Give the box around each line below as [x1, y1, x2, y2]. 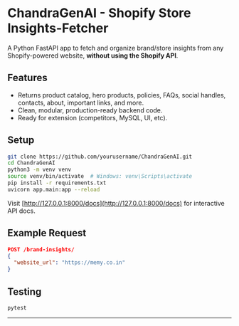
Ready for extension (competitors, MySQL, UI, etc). [17, 113, 168, 122]
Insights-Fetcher [7, 20, 109, 36]
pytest [7, 304, 27, 311]
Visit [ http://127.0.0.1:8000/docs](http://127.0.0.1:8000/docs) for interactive [7, 199, 225, 207]
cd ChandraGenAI [7, 159, 55, 167]
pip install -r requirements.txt [7, 179, 107, 186]
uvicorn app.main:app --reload [7, 186, 100, 193]
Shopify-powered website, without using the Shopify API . [7, 51, 179, 60]
